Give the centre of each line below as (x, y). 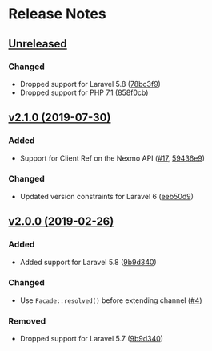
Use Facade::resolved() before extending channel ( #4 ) (111, 300)
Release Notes (57, 14)
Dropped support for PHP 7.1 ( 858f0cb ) (84, 92)
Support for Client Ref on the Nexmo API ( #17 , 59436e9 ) (112, 158)
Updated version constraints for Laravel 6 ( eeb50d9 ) (107, 196)
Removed (27, 320)
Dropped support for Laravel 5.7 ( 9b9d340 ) (92, 339)
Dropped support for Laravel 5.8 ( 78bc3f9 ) (90, 84)
